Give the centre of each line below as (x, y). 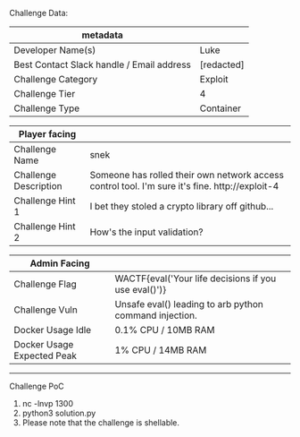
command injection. (156, 315)
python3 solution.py (59, 413)
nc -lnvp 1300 (48, 403)
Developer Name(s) (55, 50)
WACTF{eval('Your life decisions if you (196, 278)
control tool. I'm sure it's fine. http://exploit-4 (184, 186)
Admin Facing (60, 263)
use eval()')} (141, 290)
